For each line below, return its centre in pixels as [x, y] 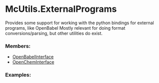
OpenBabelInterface [33, 57]
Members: [18, 46]
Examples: [18, 75]
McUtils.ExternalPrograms [61, 9]
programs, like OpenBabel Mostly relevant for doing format [65, 28]
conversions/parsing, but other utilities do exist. [54, 33]
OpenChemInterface [33, 62]
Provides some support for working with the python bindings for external [79, 23]
